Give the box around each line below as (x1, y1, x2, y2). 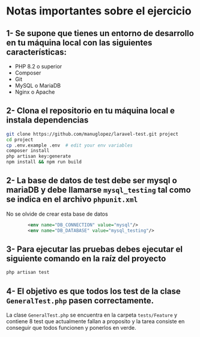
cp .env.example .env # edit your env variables (6, 142, 133, 148)
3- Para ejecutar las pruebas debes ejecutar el (6, 244, 183, 255)
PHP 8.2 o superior (14, 63, 62, 70)
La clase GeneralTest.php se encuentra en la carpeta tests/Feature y (6, 311, 178, 319)
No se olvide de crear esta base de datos (6, 210, 108, 217)
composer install (6, 148, 50, 154)
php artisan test (6, 269, 50, 276)
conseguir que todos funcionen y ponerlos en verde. (6, 324, 136, 332)
